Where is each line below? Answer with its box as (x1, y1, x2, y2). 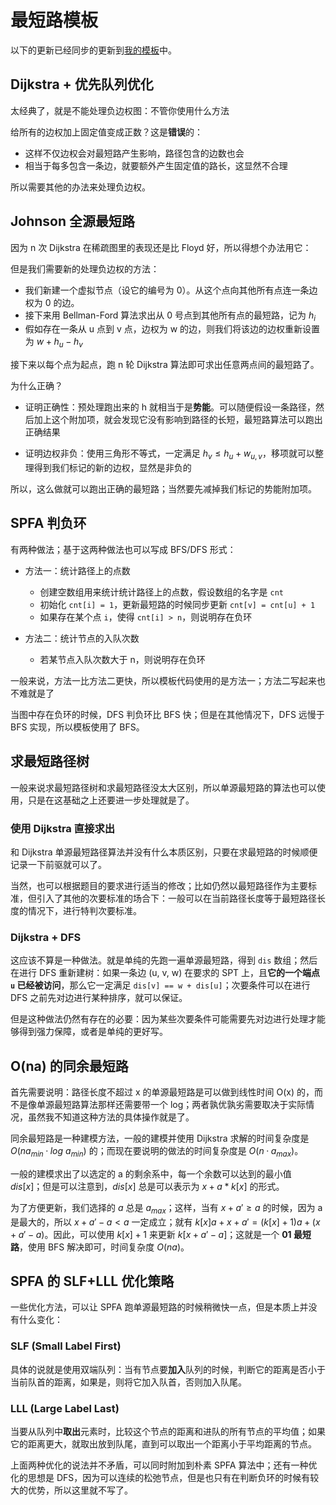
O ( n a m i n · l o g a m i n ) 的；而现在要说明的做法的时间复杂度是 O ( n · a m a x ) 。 (10, 1144, 304, 1159)
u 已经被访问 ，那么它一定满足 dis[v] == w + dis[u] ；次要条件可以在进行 (10, 979, 311, 991)
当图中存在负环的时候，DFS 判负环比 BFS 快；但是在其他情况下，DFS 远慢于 (10, 708, 325, 720)
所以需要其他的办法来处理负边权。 (10, 181, 151, 193)
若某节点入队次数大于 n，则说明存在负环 (39, 653, 206, 665)
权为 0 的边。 (24, 296, 80, 308)
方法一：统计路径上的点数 (24, 564, 131, 576)
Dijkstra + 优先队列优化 (10, 76, 154, 93)
